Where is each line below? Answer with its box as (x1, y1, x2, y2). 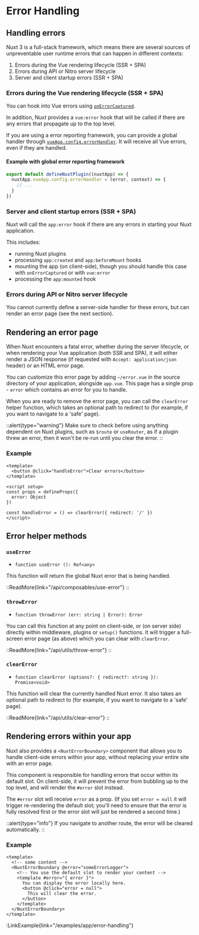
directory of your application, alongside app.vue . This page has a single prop (6, 380, 193, 387)
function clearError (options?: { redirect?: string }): (14, 674, 159, 680)
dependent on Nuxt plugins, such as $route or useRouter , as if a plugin (6, 428, 178, 435)
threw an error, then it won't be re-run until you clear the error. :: (6, 435, 163, 442)
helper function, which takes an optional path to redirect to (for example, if (6, 404, 188, 411)
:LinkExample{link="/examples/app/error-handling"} (6, 921, 134, 928)
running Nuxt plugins (14, 250, 67, 257)
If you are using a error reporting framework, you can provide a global (6, 132, 177, 139)
